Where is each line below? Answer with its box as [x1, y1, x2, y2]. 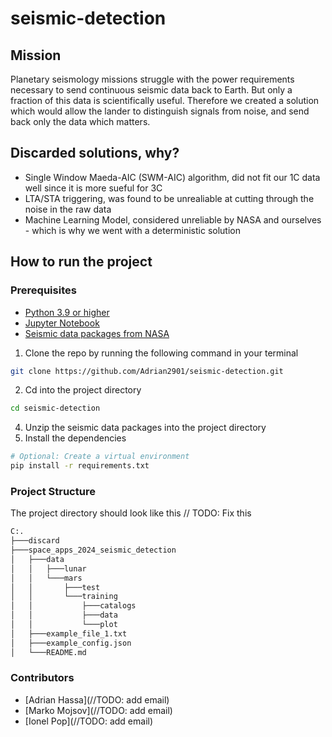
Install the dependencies [24, 432, 127, 444]
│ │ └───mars [10, 573, 83, 583]
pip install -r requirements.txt [10, 461, 150, 471]
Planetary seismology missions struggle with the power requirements [10, 73, 295, 85]
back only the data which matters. [10, 116, 151, 127]
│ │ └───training [10, 592, 118, 602]
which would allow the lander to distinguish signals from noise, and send [10, 105, 310, 117]
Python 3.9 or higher [24, 306, 110, 318]
